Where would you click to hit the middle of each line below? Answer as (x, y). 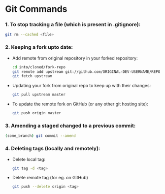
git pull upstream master (39, 95)
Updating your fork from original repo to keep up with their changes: (82, 86)
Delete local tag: (29, 159)
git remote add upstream (38, 72)
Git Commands (36, 9)
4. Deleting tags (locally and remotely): (53, 149)
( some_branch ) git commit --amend (41, 136)
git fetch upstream (32, 76)
